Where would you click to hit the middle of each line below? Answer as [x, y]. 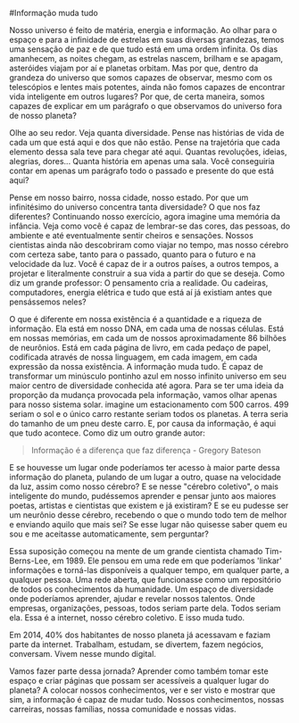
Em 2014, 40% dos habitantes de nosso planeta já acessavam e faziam [140, 635]
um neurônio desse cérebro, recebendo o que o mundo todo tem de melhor [148, 515]
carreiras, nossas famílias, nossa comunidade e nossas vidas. [123, 709]
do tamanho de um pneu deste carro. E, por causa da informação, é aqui [143, 424]
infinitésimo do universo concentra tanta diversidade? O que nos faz [135, 207]
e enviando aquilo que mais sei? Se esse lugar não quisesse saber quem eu [148, 524]
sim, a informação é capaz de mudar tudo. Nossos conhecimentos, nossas [147, 699]
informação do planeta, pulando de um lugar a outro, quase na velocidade [145, 477]
